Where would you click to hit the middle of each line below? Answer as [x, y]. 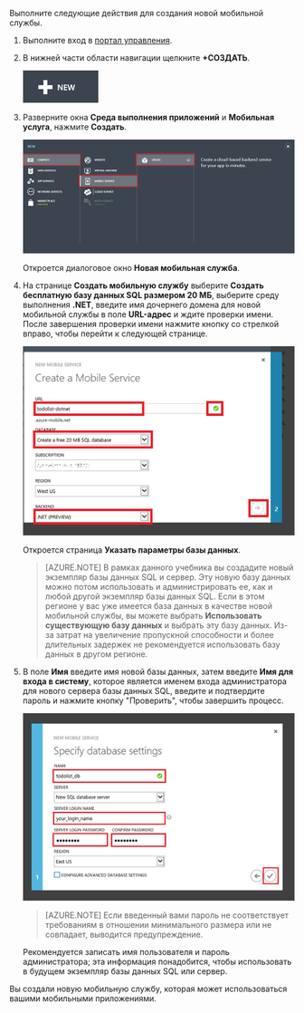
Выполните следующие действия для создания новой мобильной [137, 13]
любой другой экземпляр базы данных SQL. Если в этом [155, 596]
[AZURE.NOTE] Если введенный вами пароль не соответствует [167, 915]
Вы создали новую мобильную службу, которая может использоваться [148, 989]
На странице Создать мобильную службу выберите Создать [143, 285]
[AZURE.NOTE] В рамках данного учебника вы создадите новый [169, 568]
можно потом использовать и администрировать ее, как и [159, 587]
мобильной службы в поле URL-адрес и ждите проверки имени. [148, 314]
